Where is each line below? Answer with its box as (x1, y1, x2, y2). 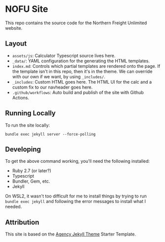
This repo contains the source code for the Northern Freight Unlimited (5, 20, 147, 26)
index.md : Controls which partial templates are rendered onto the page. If (12, 63, 161, 69)
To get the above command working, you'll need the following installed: (5, 158, 150, 164)
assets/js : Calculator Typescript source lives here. (12, 52, 116, 58)
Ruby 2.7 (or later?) (12, 168, 52, 174)
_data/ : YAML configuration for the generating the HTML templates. (12, 58, 150, 64)
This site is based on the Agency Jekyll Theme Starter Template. (5, 231, 136, 237)
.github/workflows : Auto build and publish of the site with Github (12, 89, 144, 95)
